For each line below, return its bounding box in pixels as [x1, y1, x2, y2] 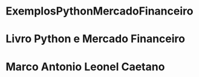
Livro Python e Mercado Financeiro [5, 32, 186, 46]
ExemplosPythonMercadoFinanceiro [5, 4, 194, 18]
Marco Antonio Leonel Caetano [5, 59, 165, 73]
